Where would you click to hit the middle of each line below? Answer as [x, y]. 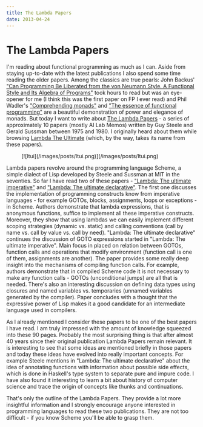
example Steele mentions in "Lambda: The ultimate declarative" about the [98, 361]
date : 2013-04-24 [28, 19]
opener [15, 99]
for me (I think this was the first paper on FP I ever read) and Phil [106, 99]
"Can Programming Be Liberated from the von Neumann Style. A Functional [100, 86]
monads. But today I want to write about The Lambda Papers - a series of [98, 119]
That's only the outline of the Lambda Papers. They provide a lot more [94, 398]
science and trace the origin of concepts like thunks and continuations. [95, 387]
